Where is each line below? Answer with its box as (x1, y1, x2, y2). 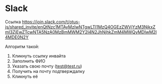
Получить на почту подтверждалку (12, 68, 85, 74)
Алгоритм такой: (5, 43, 40, 49)
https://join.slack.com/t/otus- (21, 19, 80, 25)
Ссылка (5, 19, 21, 25)
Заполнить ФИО (12, 58, 45, 64)
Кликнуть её (12, 73, 38, 79)
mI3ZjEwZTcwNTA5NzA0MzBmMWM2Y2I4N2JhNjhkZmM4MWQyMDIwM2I (5, 29, 157, 35)
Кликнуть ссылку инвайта (12, 53, 66, 58)
